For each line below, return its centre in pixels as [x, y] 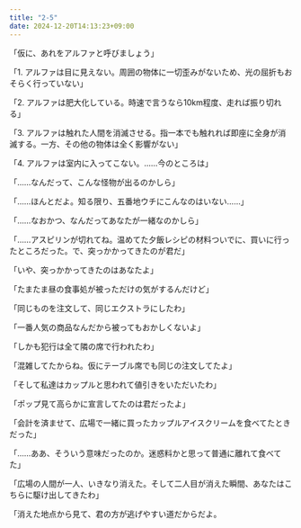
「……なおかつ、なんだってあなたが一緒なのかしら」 [106, 220]
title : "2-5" [34, 18]
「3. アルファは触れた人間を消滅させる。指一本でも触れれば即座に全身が [144, 132]
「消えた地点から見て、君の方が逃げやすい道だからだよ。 [115, 514]
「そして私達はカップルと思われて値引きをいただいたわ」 [115, 384]
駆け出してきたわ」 [68, 495]
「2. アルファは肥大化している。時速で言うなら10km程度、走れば [130, 102]
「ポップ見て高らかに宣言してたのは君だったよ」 [100, 403]
